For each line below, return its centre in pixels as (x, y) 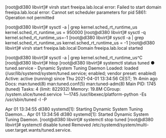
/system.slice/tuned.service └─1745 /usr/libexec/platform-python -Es (76, 94)
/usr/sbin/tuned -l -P (26, 100)
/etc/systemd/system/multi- (120, 125)
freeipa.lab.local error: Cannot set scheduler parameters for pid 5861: (76, 12)
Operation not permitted (30, 17)
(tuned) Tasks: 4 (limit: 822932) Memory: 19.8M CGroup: (63, 89)
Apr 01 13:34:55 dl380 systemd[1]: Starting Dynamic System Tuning (74, 109)
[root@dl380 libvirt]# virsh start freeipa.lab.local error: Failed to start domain (83, 7)
